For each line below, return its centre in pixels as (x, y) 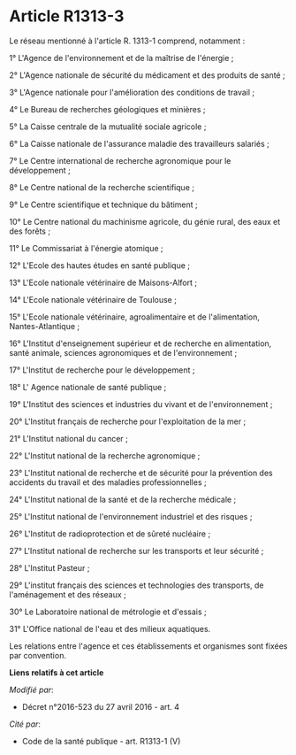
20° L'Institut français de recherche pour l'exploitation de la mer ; (128, 421)
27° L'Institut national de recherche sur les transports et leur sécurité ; (137, 551)
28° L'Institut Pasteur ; (49, 567)
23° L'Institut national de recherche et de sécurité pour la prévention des (141, 473)
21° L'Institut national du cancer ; (68, 438)
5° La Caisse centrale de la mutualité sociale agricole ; (108, 127)
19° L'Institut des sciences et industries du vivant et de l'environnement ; (141, 404)
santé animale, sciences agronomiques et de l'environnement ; (123, 352)
